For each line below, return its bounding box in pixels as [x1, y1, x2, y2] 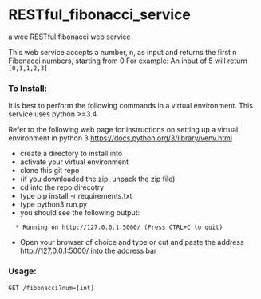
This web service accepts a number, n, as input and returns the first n [8, 47, 237, 57]
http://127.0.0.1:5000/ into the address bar [19, 246, 157, 256]
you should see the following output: [19, 208, 140, 218]
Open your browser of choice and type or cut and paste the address [19, 238, 245, 247]
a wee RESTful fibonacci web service [8, 32, 131, 41]
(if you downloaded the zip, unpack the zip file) [19, 174, 176, 184]
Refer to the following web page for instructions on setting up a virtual [8, 125, 239, 135]
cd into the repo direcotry [19, 183, 105, 192]
